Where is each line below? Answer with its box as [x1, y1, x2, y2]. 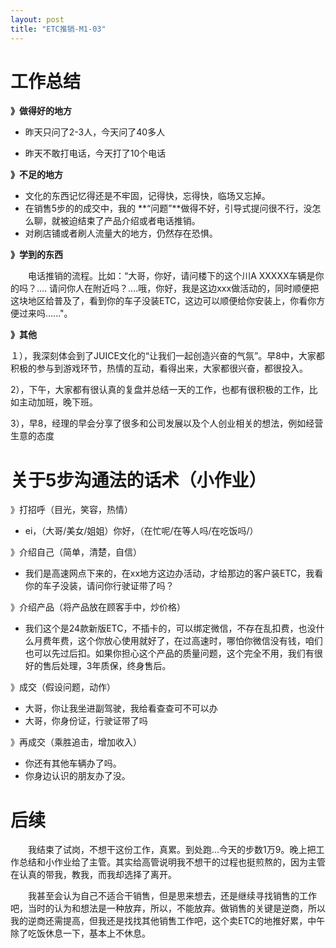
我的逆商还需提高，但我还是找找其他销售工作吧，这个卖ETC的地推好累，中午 [10, 915, 326, 927]
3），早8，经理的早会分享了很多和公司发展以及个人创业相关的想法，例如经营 [10, 417, 324, 430]
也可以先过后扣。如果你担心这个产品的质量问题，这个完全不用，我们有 [24, 647, 315, 660]
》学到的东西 [10, 249, 63, 261]
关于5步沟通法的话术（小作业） [10, 469, 267, 491]
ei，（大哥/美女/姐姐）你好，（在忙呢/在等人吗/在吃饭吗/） [24, 525, 259, 537]
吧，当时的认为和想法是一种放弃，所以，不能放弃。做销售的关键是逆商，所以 [10, 902, 326, 915]
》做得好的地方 [10, 105, 72, 117]
